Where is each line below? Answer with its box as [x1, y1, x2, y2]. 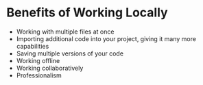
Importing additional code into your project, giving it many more [16, 34, 197, 42]
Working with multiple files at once [16, 27, 115, 36]
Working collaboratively [16, 64, 84, 72]
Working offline [16, 56, 60, 64]
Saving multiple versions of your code [16, 49, 124, 58]
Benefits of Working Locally [6, 5, 169, 21]
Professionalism [16, 71, 62, 80]
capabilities [16, 42, 49, 50]
